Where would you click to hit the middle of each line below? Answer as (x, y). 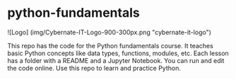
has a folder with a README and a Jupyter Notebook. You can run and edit (116, 60)
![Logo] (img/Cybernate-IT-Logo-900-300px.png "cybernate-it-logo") (110, 32)
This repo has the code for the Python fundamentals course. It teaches (110, 45)
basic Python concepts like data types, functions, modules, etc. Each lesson (118, 53)
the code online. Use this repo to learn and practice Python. (94, 68)
